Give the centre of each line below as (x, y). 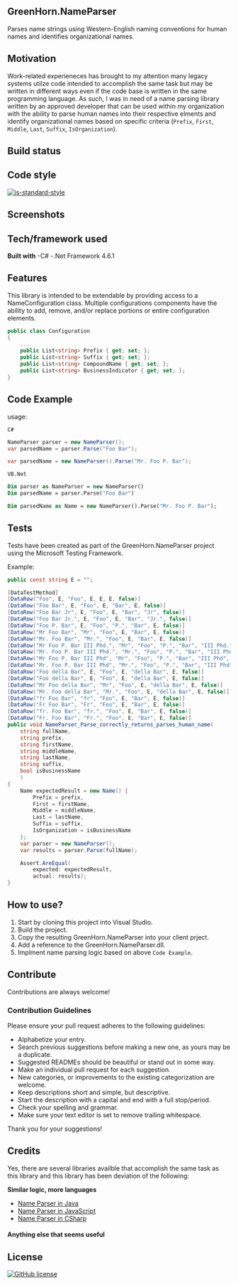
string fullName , (46, 731)
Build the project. (42, 930)
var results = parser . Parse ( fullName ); (79, 850)
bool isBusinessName (50, 771)
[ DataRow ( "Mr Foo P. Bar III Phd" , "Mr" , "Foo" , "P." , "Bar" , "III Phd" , (119, 659)
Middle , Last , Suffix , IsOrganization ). (62, 129)
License (25, 1257)
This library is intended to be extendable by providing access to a (103, 295)
